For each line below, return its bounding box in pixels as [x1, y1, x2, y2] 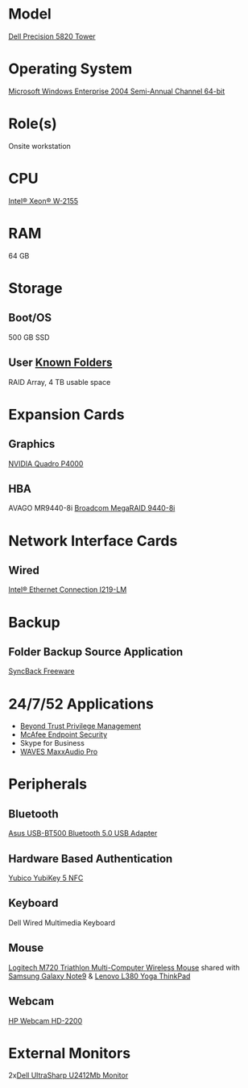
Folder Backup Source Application [8, 645, 184, 659]
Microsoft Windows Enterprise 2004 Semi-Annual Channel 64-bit [8, 86, 225, 96]
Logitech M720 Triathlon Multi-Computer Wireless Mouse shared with [8, 962, 240, 972]
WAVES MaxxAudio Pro [19, 747, 98, 757]
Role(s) [8, 114, 58, 133]
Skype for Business [19, 738, 85, 748]
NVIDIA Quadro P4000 [8, 458, 84, 468]
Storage [8, 279, 63, 297]
